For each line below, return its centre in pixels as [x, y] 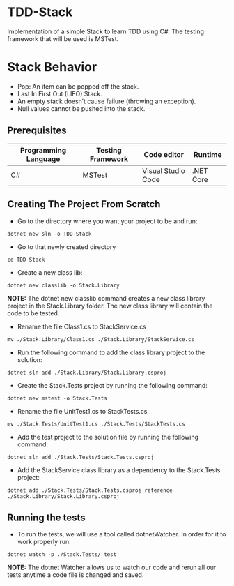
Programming [43, 150]
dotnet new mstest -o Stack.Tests [57, 398]
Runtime [208, 154]
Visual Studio [164, 170]
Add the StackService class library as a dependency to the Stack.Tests [119, 470]
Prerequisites [37, 131]
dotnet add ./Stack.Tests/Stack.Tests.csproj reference [90, 490]
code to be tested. [33, 313]
